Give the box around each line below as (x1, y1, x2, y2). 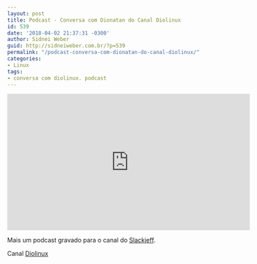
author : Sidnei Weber (7, 36, 70, 43)
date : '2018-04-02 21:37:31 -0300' (7, 29, 110, 37)
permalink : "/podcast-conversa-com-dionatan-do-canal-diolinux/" (7, 49, 200, 56)
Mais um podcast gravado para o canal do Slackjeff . (7, 236, 156, 245)
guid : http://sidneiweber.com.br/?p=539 (7, 42, 126, 49)
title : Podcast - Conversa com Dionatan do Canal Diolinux (7, 17, 181, 24)
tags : (7, 68, 23, 75)
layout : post (7, 10, 45, 17)
